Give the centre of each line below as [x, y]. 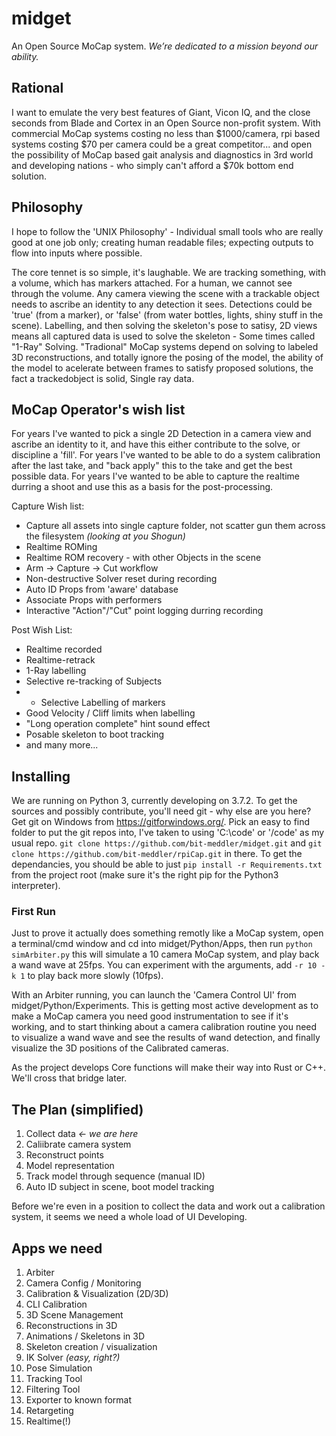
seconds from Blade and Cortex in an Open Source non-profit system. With [166, 123]
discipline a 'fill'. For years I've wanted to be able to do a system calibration [166, 455]
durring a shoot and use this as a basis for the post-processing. [142, 487]
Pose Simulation [59, 1368]
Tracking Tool [54, 1379]
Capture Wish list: [48, 506]
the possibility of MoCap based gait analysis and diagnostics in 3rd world [162, 154]
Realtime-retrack [60, 660]
